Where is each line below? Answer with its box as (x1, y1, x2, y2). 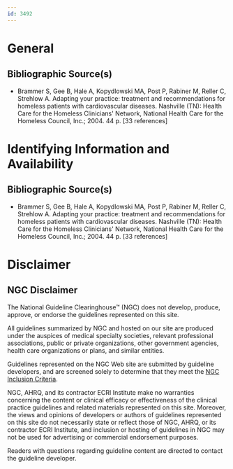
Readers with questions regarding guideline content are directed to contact (7, 446, 223, 455)
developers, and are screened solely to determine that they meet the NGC (7, 367, 220, 375)
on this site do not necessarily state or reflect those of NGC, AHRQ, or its (7, 418, 216, 426)
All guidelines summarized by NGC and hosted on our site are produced (7, 323, 214, 332)
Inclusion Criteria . (7, 374, 58, 383)
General (7, 40, 54, 56)
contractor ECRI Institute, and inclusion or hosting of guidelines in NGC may (7, 425, 225, 434)
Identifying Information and (7, 141, 170, 157)
